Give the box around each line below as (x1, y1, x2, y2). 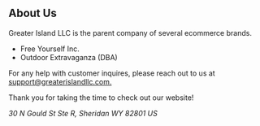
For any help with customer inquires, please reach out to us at (8, 68, 215, 78)
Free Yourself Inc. (19, 44, 80, 54)
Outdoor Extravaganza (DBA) (19, 52, 118, 62)
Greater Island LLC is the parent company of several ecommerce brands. (8, 28, 252, 37)
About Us (8, 7, 57, 20)
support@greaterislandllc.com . (8, 76, 112, 86)
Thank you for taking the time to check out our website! (8, 93, 194, 102)
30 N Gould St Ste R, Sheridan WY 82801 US (8, 108, 158, 118)
